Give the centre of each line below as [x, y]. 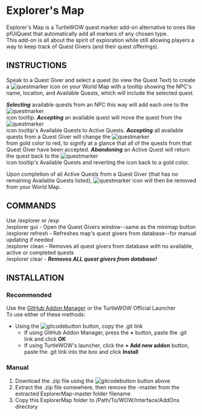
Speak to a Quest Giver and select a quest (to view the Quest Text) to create [101, 80]
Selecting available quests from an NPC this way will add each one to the [97, 104]
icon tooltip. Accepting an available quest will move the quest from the [94, 117]
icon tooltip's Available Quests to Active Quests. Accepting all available [95, 130]
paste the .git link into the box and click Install [81, 352]
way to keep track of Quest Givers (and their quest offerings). [83, 46]
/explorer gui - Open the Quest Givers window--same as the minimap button [101, 226]
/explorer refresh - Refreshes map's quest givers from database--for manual [101, 233]
